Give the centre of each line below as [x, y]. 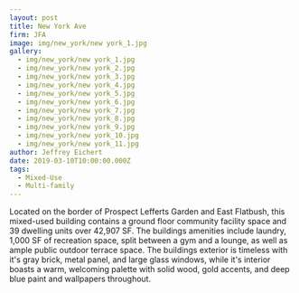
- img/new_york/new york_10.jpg [79, 136]
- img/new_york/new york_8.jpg [76, 118]
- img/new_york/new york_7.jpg [76, 110]
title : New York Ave [48, 26]
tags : [19, 169]
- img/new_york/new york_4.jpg [76, 85]
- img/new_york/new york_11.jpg [79, 144]
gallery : [26, 52]
